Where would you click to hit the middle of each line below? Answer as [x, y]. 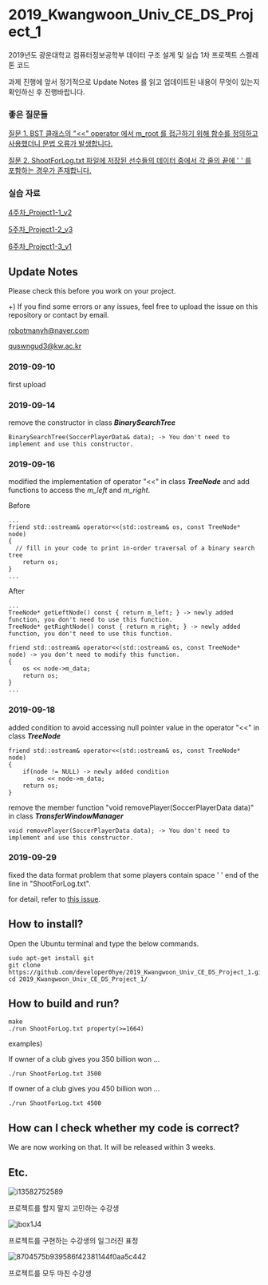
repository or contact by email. [59, 315]
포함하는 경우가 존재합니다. [50, 170]
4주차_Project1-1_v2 [40, 212]
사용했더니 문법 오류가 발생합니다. [61, 144]
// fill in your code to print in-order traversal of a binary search [135, 548]
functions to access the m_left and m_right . [79, 490]
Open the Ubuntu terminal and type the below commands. [104, 943]
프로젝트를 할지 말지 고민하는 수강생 [64, 1208]
